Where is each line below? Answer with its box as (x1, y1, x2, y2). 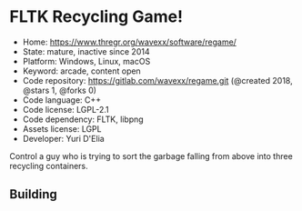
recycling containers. (9, 160, 88, 171)
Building (9, 186, 57, 202)
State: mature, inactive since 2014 (22, 45, 150, 56)
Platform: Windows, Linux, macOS (22, 55, 151, 66)
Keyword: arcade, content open (22, 65, 141, 76)
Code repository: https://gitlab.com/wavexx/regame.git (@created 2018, (22, 75, 293, 85)
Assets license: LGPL (22, 123, 102, 134)
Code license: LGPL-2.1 (22, 104, 109, 115)
